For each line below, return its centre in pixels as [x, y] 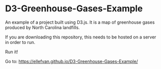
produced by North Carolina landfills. [43, 27]
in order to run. [20, 42]
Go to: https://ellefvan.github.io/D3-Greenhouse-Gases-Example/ [72, 61]
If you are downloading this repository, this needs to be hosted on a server [81, 37]
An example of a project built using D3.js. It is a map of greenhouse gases [80, 22]
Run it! [12, 52]
